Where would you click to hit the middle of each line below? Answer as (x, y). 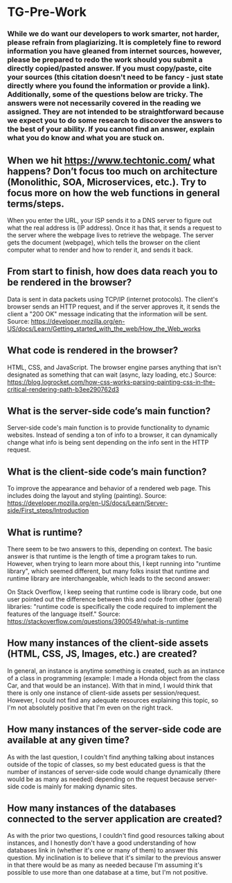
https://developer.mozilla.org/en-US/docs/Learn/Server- (88, 503)
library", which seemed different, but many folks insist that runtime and (108, 571)
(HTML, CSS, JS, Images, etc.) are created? (102, 654)
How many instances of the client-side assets (108, 643)
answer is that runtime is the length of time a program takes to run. (102, 556)
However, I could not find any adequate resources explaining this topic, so (113, 700)
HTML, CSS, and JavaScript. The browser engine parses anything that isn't (114, 367)
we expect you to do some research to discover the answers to (115, 121)
